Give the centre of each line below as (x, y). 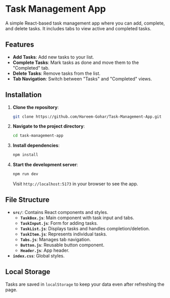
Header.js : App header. (45, 250)
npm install (25, 155)
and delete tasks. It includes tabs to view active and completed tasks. (78, 28)
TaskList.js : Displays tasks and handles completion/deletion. (85, 228)
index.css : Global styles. (39, 256)
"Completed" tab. (31, 68)
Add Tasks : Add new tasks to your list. (53, 57)
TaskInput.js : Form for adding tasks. (59, 223)
